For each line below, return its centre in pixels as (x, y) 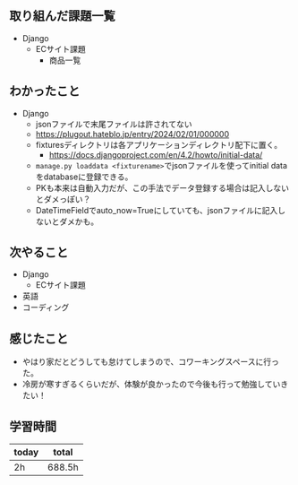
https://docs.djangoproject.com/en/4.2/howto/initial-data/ (156, 154)
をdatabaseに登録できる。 (84, 177)
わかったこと (45, 91)
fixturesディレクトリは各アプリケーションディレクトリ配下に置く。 (159, 144)
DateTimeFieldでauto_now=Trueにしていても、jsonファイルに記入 (157, 210)
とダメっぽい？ (63, 199)
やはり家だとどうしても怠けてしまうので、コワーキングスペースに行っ (151, 362)
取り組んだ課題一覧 (62, 16)
